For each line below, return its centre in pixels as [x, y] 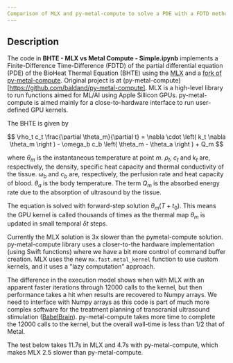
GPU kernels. [50, 110]
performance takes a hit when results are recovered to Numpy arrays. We [112, 295]
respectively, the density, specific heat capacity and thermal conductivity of [115, 167]
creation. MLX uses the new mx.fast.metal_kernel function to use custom [113, 259]
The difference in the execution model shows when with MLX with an [106, 280]
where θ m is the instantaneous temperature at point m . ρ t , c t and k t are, [109, 159]
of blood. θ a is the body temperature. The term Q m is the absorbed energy [113, 184]
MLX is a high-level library [186, 88]
